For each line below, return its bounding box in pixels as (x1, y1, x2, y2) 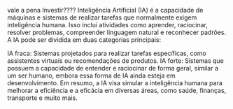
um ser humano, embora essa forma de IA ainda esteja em (7, 71, 176, 80)
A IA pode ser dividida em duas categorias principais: (7, 36, 162, 44)
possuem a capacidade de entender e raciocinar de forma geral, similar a (7, 64, 219, 72)
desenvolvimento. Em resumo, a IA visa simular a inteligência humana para (7, 79, 223, 87)
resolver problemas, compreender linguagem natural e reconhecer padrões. (7, 28, 226, 36)
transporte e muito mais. (7, 94, 78, 102)
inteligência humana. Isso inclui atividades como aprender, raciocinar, (7, 21, 209, 29)
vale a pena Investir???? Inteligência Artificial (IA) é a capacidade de (7, 6, 204, 14)
